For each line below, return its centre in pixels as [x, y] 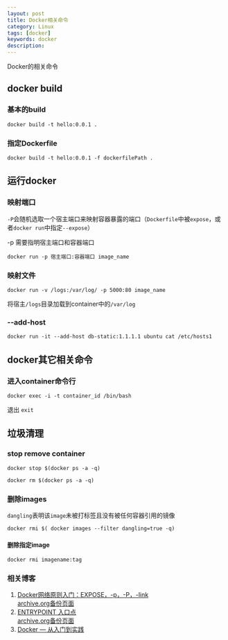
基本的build [27, 110]
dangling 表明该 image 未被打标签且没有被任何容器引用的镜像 [91, 515]
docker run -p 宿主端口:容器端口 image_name [68, 257]
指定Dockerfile [32, 143]
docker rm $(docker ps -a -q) [51, 480]
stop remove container [46, 453]
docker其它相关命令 [50, 360]
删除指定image [28, 544]
